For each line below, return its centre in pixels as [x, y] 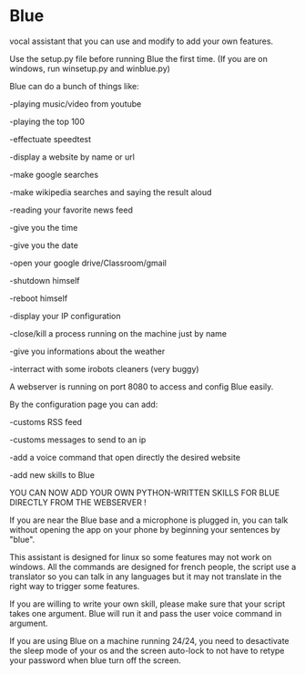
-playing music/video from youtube [76, 104]
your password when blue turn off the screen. [96, 660]
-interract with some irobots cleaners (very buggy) [104, 369]
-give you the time [44, 227]
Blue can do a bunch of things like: [74, 86]
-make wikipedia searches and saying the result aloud [111, 192]
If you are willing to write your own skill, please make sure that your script [147, 604]
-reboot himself [39, 298]
